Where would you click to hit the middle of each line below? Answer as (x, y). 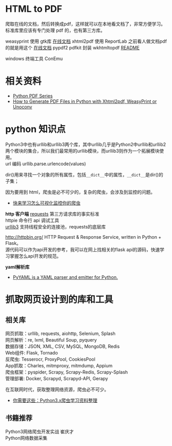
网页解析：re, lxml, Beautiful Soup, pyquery (51, 340)
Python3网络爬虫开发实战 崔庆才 (40, 431)
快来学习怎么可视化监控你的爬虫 (46, 203)
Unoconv (22, 106)
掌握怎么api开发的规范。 (35, 256)
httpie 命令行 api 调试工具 (32, 220)
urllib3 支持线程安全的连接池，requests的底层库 (56, 226)
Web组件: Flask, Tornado (32, 352)
